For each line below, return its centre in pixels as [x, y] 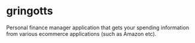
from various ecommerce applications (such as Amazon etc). [81, 33]
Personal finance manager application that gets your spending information [98, 27]
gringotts [30, 11]
